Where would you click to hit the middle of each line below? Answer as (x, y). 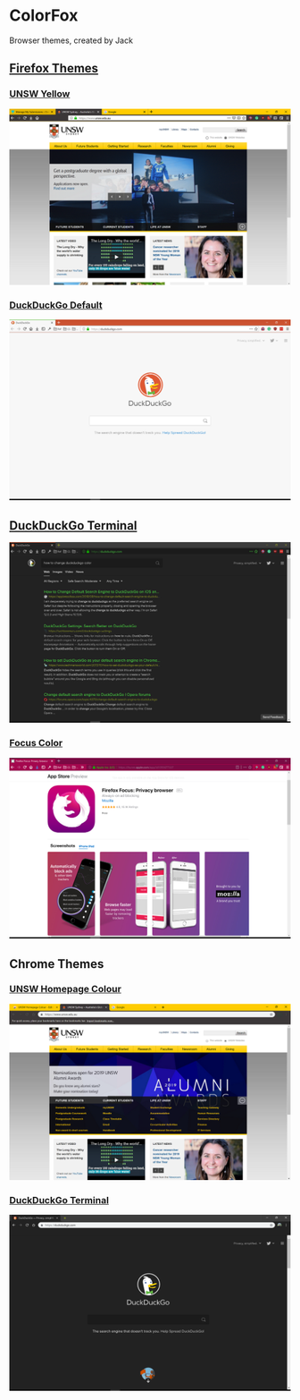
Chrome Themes (57, 964)
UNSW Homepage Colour (66, 989)
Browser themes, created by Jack (71, 40)
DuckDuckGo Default (56, 305)
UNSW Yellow (40, 94)
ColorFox (44, 16)
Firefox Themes (54, 68)
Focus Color (36, 743)
